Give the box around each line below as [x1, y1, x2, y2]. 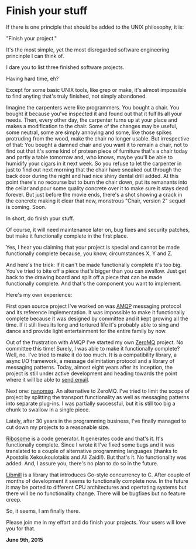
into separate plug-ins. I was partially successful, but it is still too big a [6, 400, 176, 407]
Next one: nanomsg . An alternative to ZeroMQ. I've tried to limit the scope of [6, 387, 190, 394]
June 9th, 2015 [6, 536, 44, 543]
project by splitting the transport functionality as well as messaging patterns [6, 393, 190, 400]
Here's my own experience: [6, 291, 73, 298]
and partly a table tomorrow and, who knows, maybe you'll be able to [6, 153, 173, 160]
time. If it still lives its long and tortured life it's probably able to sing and [6, 321, 180, 328]
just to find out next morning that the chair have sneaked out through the [6, 166, 181, 173]
